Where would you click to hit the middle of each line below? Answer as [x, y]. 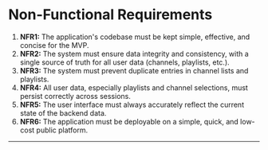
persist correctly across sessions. [75, 96]
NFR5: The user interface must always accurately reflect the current [132, 105]
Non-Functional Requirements [110, 15]
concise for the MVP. [54, 45]
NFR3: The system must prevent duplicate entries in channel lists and [134, 70]
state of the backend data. [63, 112]
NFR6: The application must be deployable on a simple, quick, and [129, 121]
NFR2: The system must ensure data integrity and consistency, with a [134, 53]
